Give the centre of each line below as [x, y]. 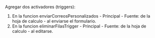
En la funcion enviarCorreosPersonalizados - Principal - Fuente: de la [81, 16]
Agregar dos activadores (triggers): [40, 7]
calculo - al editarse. [32, 31]
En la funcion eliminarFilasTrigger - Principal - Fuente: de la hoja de [79, 26]
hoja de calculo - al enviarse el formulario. [54, 21]
